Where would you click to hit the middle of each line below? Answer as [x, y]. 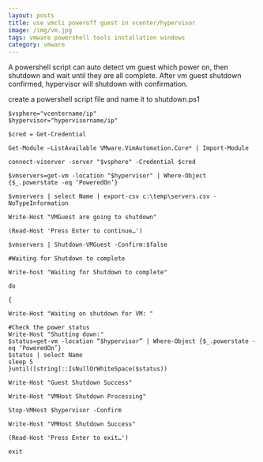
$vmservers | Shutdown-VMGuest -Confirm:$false [88, 245]
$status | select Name [45, 356]
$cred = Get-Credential [47, 135]
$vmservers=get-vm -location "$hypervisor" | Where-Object [107, 176]
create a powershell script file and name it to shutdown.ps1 [104, 99]
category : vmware [37, 45]
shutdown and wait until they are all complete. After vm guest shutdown [125, 76]
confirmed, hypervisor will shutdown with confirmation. [98, 84]
